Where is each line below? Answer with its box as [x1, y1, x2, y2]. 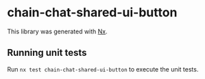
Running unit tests [7, 47, 87, 59]
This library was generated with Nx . [7, 27, 108, 35]
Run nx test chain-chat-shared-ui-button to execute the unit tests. [7, 65, 199, 73]
